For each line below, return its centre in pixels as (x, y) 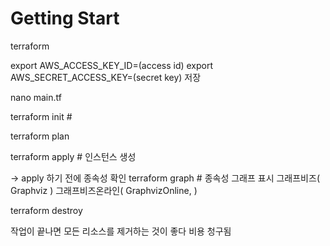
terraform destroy (46, 210)
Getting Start (65, 18)
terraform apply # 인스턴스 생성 (73, 156)
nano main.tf (36, 97)
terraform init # (41, 116)
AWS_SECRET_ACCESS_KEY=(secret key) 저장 (106, 77)
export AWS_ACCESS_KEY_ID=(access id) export (112, 65)
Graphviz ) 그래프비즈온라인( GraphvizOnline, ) (104, 190)
